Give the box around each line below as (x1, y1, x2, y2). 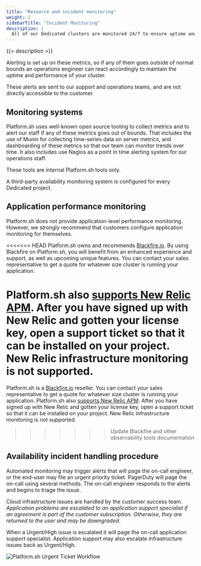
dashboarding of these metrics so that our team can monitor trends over (6, 142, 184, 149)
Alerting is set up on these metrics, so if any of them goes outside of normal (6, 59, 194, 66)
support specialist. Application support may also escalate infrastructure (6, 535, 182, 542)
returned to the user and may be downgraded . (6, 517, 121, 524)
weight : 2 (6, 14, 31, 20)
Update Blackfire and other (110, 427, 177, 434)
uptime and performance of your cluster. (6, 72, 106, 79)
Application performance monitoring (6, 202, 146, 212)
